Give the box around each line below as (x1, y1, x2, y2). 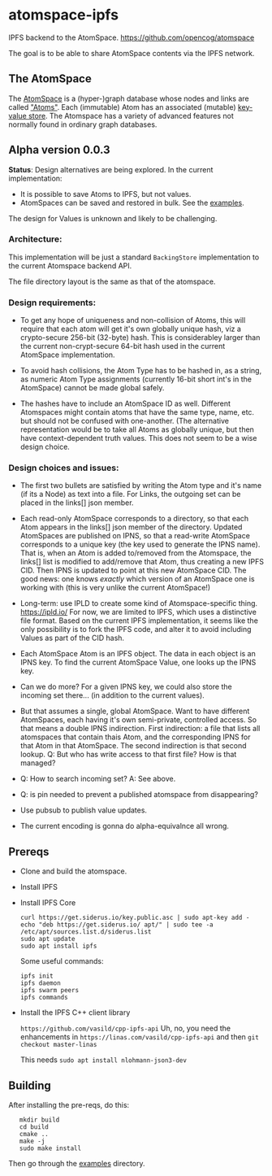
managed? (19, 758, 56, 768)
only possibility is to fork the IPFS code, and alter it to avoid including (19, 625, 252, 634)
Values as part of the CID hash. (19, 633, 124, 643)
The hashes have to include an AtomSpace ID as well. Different (19, 399, 231, 408)
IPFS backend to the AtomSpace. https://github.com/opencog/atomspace (8, 33, 255, 42)
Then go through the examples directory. (8, 1159, 145, 1169)
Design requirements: (8, 297, 96, 308)
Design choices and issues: (8, 462, 119, 473)
